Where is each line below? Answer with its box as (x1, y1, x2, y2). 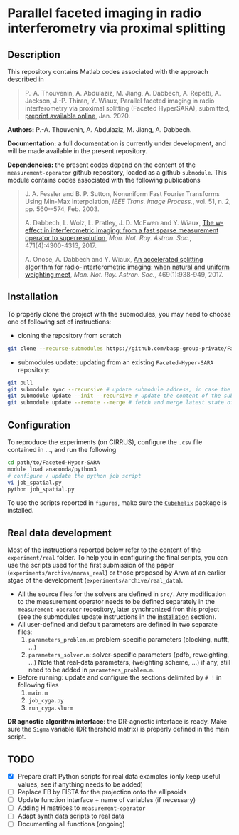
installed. (7, 506, 34, 515)
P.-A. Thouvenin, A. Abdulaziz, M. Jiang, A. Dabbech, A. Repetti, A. (24, 89, 221, 97)
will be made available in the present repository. (7, 147, 148, 155)
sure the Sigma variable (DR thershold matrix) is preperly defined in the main (7, 725, 230, 734)
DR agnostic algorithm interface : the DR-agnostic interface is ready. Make (7, 717, 228, 726)
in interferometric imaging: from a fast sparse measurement (43, 226, 219, 235)
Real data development (7, 526, 112, 539)
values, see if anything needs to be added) (17, 780, 144, 789)
